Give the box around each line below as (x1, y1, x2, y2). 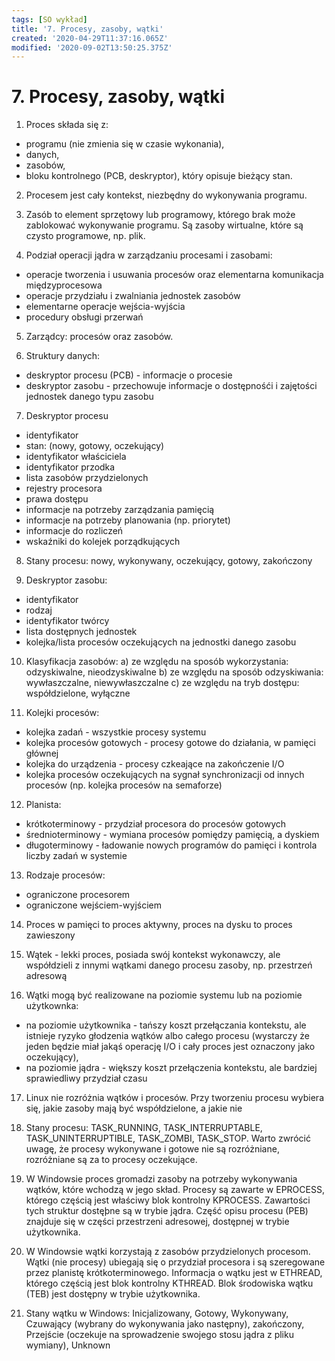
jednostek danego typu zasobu (25, 391, 154, 403)
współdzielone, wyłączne (25, 687, 131, 700)
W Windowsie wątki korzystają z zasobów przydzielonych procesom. (25, 1246, 311, 1258)
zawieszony (25, 929, 76, 941)
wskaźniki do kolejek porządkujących (25, 536, 181, 548)
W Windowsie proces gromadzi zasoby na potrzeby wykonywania (25, 1173, 298, 1185)
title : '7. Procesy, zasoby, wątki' (11, 24, 164, 34)
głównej (25, 747, 59, 760)
